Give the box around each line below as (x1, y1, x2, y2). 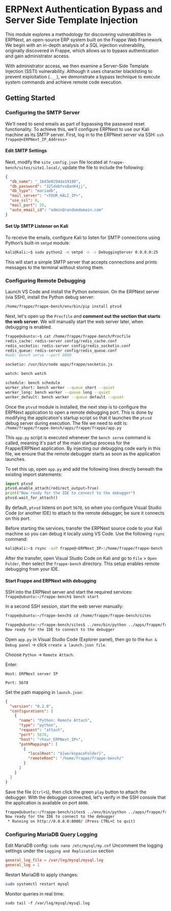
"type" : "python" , (18, 722, 58, 728)
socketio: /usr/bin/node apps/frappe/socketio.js (5, 362, 113, 367)
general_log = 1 (5, 863, 40, 868)
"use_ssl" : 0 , (10, 198, 40, 203)
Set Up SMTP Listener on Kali (5, 223, 69, 229)
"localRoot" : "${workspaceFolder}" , (27, 751, 106, 756)
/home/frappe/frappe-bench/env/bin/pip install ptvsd (5, 304, 122, 309)
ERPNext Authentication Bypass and (5, 4, 163, 15)
